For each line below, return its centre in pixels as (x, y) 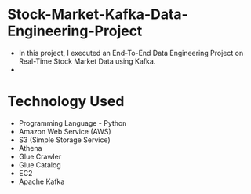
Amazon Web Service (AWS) (65, 131)
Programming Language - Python (73, 123)
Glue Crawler (40, 156)
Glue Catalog (40, 165)
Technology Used (66, 102)
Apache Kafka (42, 181)
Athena (30, 148)
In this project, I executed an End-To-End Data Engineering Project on (131, 53)
